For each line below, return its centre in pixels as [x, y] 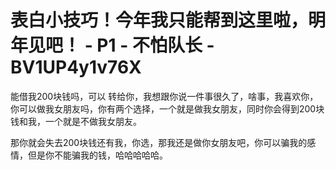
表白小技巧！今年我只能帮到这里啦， [159, 20]
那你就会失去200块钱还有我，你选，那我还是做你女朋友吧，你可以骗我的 [159, 142]
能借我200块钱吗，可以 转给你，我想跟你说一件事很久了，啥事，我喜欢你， [164, 96]
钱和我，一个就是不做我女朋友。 [76, 121]
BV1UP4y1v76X [76, 67]
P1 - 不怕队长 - [155, 45]
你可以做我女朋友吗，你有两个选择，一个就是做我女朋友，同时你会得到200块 [167, 108]
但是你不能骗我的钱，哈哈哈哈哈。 [97, 155]
